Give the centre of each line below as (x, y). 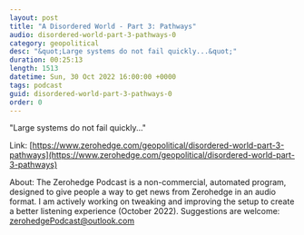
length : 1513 (34, 69)
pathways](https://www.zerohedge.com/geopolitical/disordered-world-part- (152, 155)
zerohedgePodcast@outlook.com (72, 221)
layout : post (34, 18)
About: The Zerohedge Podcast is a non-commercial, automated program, (148, 182)
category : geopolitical (54, 43)
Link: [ (21, 145)
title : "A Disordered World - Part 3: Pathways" (103, 26)
